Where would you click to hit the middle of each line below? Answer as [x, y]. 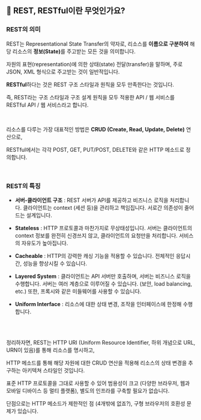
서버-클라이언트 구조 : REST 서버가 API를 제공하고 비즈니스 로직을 [92, 200]
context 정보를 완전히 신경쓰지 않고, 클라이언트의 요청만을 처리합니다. [96, 235]
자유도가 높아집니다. [45, 243]
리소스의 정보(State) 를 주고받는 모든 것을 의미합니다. [74, 51]
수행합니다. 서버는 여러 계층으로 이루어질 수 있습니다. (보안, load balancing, [103, 284]
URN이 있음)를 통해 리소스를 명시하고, [50, 350]
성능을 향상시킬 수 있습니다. [55, 263]
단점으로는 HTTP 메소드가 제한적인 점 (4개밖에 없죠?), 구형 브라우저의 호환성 [96, 403]
